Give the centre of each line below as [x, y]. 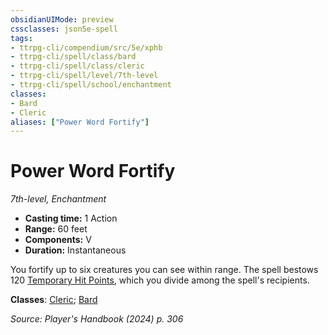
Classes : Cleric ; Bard [54, 300]
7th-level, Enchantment [58, 199]
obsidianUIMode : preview [62, 19]
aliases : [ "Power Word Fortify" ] [80, 122]
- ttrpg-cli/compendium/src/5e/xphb [86, 47]
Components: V [58, 240]
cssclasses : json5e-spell [64, 29]
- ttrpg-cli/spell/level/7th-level [84, 76]
